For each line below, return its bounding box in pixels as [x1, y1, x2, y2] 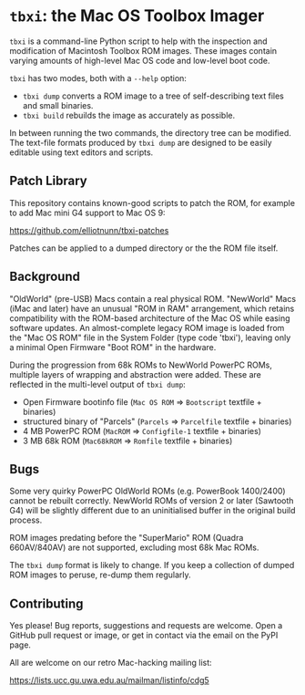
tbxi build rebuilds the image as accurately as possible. [22, 109, 236, 120]
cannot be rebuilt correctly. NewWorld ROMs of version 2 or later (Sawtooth [9, 495, 294, 506]
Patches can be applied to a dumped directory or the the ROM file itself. [9, 243, 279, 254]
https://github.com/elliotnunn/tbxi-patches [9, 224, 169, 235]
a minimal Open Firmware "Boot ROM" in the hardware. [9, 341, 217, 352]
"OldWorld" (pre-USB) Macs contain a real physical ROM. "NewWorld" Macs [9, 293, 297, 304]
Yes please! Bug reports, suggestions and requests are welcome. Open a [9, 620, 283, 631]
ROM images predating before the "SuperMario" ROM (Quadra [9, 533, 244, 544]
